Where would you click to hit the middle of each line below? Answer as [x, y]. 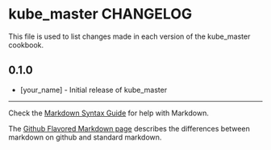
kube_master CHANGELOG [100, 14]
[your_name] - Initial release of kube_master [94, 90]
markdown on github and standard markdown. [85, 137]
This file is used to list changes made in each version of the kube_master [129, 36]
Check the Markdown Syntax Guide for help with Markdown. [109, 113]
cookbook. [26, 44]
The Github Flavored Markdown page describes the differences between [129, 128]
